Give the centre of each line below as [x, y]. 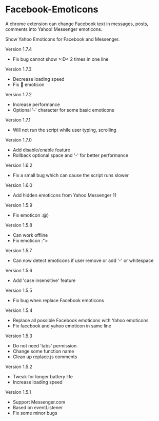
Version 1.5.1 [18, 392]
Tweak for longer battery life [43, 376]
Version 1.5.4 [19, 310]
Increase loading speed [37, 382]
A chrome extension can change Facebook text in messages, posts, [77, 24]
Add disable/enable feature [42, 150]
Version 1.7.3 [18, 69]
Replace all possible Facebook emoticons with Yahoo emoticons [81, 320]
